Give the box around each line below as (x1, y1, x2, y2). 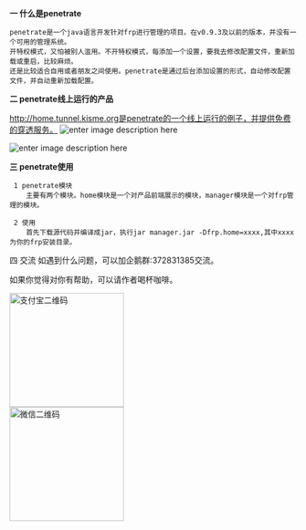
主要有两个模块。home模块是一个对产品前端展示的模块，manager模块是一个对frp (26, 191, 288, 200)
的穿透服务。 (9, 124, 58, 135)
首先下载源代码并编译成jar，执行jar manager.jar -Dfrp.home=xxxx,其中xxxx (26, 228, 295, 237)
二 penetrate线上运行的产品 (9, 94, 114, 104)
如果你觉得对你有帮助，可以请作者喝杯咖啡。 (9, 275, 178, 285)
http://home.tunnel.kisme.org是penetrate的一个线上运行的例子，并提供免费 (9, 113, 291, 123)
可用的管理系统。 (16, 37, 71, 47)
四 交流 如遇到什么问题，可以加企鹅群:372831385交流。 (9, 255, 219, 265)
